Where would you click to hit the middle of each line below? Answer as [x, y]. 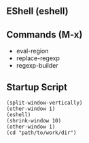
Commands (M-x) [44, 35]
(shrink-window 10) [34, 121]
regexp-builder [37, 66]
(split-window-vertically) [44, 103]
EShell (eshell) [37, 11]
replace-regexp [38, 58]
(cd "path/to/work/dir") [41, 133]
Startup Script [37, 87]
